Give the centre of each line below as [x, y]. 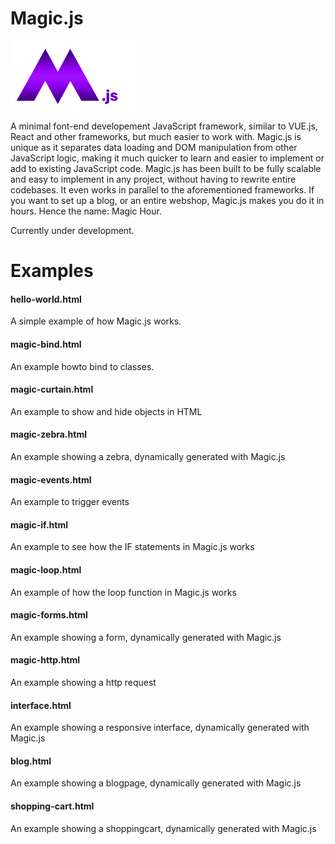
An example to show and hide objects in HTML [106, 411]
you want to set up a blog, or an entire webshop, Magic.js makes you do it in [167, 200]
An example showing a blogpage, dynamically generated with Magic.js [156, 783]
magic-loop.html [46, 569]
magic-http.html [45, 660]
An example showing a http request [83, 682]
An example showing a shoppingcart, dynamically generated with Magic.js [163, 828]
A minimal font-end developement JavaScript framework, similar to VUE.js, [164, 126]
